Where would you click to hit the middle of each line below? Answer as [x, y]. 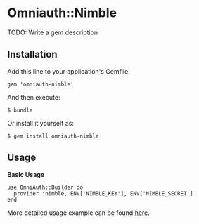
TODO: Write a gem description [53, 32]
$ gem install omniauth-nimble [53, 136]
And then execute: [34, 97]
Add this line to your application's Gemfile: [69, 71]
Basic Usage [26, 174]
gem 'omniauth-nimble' [40, 84]
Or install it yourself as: [40, 123]
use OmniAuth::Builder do [45, 187]
